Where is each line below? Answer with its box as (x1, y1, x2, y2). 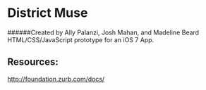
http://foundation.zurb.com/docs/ (7, 75, 105, 83)
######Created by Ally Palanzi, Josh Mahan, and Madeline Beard (7, 28, 200, 37)
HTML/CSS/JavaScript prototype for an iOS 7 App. (7, 35, 154, 44)
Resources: (7, 56, 59, 68)
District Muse (7, 5, 88, 21)
